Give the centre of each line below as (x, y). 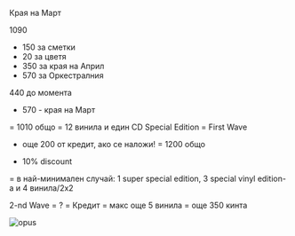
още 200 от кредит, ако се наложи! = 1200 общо (114, 144)
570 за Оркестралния (63, 75)
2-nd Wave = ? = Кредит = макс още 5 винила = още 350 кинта (128, 205)
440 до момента (41, 93)
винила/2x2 (52, 188)
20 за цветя (44, 56)
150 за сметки (48, 47)
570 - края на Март (59, 110)
